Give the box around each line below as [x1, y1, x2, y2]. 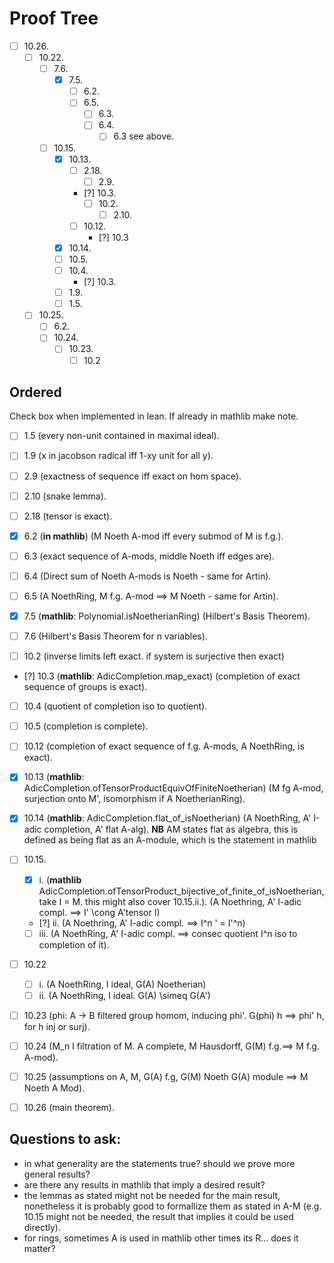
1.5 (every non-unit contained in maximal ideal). [23, 430, 220, 442]
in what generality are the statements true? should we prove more [23, 1157, 296, 1169]
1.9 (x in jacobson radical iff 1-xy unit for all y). [23, 450, 214, 462]
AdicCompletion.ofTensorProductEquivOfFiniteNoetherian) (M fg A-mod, [23, 782, 324, 794]
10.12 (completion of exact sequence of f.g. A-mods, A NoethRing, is [23, 740, 305, 752]
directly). [23, 1221, 62, 1233]
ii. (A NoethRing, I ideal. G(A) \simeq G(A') [38, 989, 211, 1001]
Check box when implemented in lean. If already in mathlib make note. [9, 410, 299, 422]
